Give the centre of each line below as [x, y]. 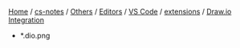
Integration [26, 20]
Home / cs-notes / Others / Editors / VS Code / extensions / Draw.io [120, 12]
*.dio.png [35, 36]
